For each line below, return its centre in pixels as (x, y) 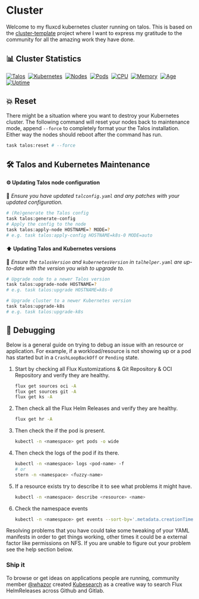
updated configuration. (34, 202)
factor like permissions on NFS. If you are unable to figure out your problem (99, 543)
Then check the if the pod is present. (60, 431)
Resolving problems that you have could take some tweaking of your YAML (98, 531)
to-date (15, 268)
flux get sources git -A (45, 392)
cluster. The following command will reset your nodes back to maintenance (98, 122)
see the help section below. (40, 550)
